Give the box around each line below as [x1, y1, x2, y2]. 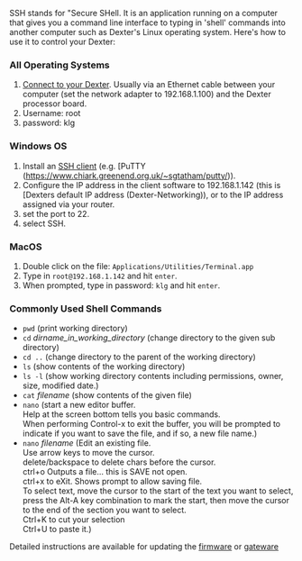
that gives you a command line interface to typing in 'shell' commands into [9, 17, 286, 28]
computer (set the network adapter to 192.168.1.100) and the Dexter [22, 89, 272, 100]
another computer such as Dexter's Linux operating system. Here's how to [9, 27, 287, 37]
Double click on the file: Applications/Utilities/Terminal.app [22, 260, 254, 271]
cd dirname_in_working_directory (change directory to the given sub [22, 332, 276, 343]
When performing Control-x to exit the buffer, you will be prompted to [22, 419, 281, 430]
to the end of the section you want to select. [22, 504, 187, 516]
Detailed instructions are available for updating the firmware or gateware [9, 541, 279, 552]
